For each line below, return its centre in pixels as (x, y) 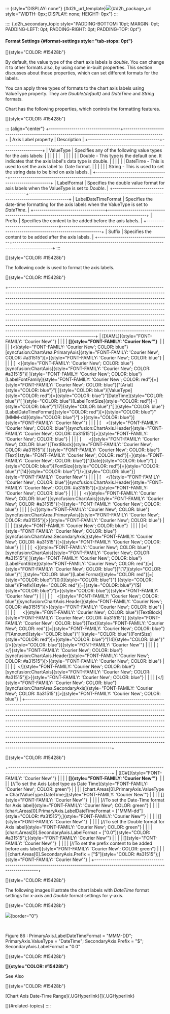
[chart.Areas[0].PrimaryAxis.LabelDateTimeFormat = (60, 811)
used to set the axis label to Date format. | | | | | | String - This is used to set (84, 167)
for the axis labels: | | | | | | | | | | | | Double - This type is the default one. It (83, 156)
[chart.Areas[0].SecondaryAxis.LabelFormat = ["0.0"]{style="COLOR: (78, 833)
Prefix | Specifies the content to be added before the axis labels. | (74, 221)
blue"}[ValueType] (113, 391)
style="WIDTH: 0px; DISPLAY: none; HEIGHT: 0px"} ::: (62, 14)
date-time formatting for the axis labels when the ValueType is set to (77, 204)
